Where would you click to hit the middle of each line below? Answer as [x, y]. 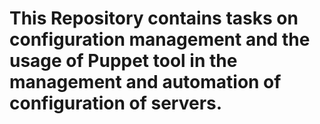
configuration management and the [160, 39]
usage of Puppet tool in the [123, 61]
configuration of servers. [116, 103]
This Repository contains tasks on [154, 18]
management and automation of [145, 82]
